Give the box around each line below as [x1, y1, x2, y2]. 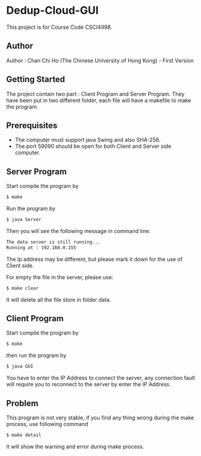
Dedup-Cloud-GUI [6, 4, 99, 17]
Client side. [6, 262, 34, 269]
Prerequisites [6, 120, 58, 130]
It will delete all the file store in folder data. [6, 296, 111, 303]
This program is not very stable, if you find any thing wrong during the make [6, 414, 194, 421]
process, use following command [6, 420, 89, 427]
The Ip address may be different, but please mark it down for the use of [6, 255, 183, 263]
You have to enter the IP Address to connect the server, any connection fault [6, 374, 196, 382]
